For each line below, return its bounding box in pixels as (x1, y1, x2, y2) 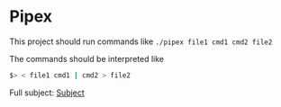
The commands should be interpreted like (9, 53, 165, 64)
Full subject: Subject (9, 87, 86, 98)
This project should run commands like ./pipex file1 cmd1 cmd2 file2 (9, 36, 273, 47)
